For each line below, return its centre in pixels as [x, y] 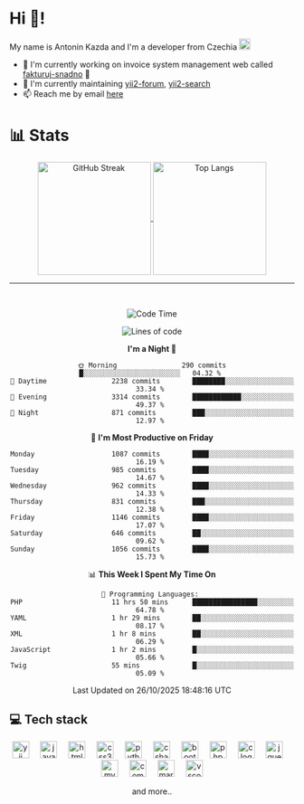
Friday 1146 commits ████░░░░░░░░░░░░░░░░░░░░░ [152, 517]
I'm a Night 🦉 [152, 348]
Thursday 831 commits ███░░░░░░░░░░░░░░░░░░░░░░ [152, 501]
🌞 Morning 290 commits [152, 365]
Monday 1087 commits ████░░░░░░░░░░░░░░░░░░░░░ [152, 454]
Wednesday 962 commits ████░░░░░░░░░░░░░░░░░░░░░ [152, 486]
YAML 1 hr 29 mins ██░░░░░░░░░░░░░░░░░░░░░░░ [152, 618]
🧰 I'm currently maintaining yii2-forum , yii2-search [116, 83]
